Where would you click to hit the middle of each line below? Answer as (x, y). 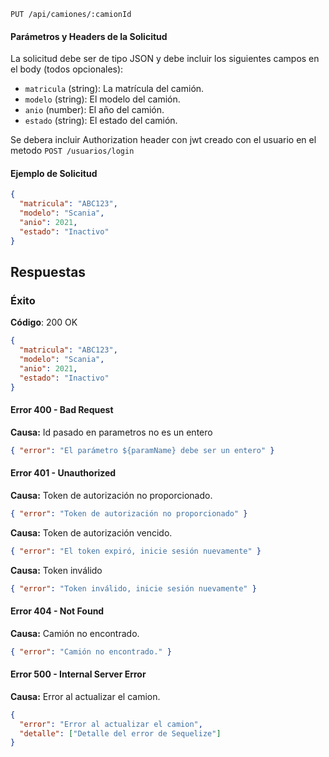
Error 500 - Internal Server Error (78, 674)
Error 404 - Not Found (57, 611)
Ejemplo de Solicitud (54, 173)
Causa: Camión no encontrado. (75, 633)
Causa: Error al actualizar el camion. (85, 696)
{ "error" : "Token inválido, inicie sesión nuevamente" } (133, 588)
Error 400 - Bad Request (62, 410)
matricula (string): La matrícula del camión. (114, 89)
